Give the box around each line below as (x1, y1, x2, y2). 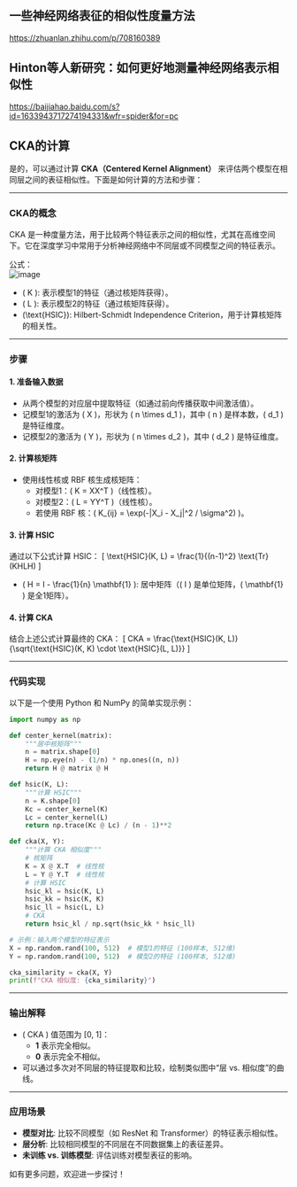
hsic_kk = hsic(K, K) (25, 895, 104, 904)
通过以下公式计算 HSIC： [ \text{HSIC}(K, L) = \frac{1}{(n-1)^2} (9, 551, 237, 562)
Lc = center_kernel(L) (25, 813, 109, 822)
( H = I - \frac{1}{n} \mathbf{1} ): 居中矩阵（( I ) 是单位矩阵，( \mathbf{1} (21, 579, 285, 590)
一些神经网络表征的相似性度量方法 (9, 8, 195, 24)
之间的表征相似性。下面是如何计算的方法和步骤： (24, 175, 203, 185)
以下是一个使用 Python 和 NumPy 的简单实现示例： (9, 697, 194, 708)
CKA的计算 (9, 138, 71, 153)
